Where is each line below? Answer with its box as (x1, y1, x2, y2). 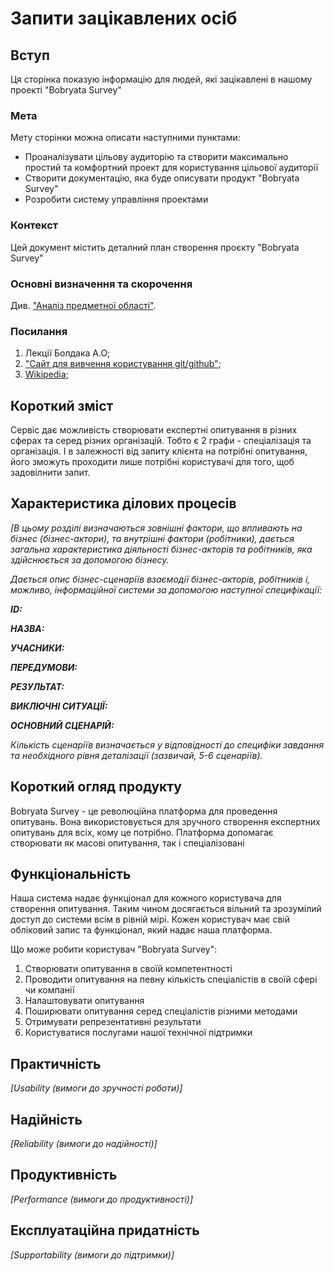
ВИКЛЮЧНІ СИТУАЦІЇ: (10, 700, 108, 712)
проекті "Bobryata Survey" (10, 84, 122, 96)
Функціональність (10, 866, 132, 883)
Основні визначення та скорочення (10, 277, 193, 291)
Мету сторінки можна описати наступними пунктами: (10, 132, 241, 144)
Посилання (10, 324, 68, 338)
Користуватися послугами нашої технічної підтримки (24, 1027, 253, 1039)
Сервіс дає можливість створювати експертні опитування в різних (10, 424, 298, 436)
